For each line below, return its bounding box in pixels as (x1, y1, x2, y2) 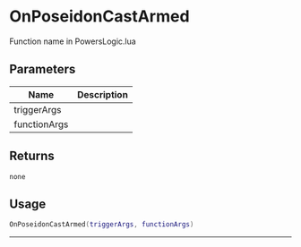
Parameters (9, 62, 76, 77)
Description (77, 88, 128, 100)
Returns (9, 149, 56, 164)
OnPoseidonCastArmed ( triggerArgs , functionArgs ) (9, 220, 194, 229)
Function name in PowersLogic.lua (9, 36, 136, 47)
